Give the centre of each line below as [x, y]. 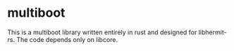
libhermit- [213, 32]
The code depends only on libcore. [67, 39]
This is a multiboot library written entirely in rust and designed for [102, 32]
